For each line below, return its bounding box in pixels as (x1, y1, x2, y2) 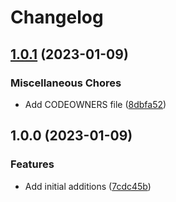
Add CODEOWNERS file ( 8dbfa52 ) (24, 98, 167, 110)
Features (10, 157, 55, 171)
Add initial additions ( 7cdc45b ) (24, 180, 152, 192)
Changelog (10, 6, 104, 29)
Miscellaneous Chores (10, 76, 122, 90)
